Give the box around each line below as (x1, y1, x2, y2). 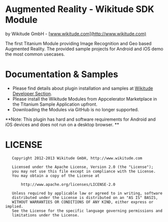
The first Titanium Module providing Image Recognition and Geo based (5, 40, 152, 46)
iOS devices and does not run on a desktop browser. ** (5, 121, 119, 127)
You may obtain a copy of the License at (12, 173, 100, 178)
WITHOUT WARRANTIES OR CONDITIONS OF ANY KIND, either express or (12, 199, 154, 204)
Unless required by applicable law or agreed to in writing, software (12, 190, 163, 196)
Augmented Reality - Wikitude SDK (5, 4, 154, 15)
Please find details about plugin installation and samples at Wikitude (12, 85, 153, 91)
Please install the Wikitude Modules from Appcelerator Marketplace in (12, 96, 157, 102)
